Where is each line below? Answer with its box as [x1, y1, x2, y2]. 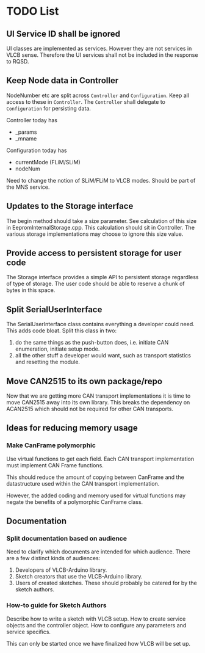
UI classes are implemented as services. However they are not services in [6, 45, 192, 52]
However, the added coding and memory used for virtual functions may [6, 492, 186, 499]
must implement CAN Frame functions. [6, 461, 104, 469]
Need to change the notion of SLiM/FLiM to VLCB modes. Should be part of [6, 177, 196, 184]
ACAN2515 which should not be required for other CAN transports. [6, 405, 174, 413]
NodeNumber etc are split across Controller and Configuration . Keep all [6, 92, 190, 99]
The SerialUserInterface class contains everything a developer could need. [6, 321, 195, 328]
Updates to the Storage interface [6, 201, 134, 211]
